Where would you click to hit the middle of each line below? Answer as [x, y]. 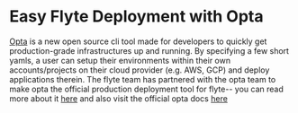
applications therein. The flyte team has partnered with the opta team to [143, 79]
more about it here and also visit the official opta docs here [118, 98]
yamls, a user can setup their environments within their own [120, 60]
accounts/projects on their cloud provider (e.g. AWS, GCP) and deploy [140, 70]
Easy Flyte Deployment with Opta [136, 17]
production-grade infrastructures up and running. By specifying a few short [149, 50]
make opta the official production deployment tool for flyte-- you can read [146, 89]
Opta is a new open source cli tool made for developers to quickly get [138, 41]
